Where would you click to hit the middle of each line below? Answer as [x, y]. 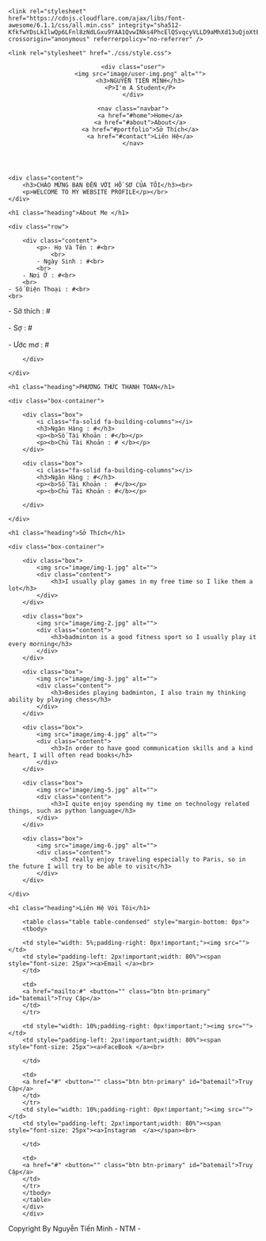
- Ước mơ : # [29, 345]
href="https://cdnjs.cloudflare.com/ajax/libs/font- [97, 18]
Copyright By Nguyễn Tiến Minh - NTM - [74, 1228]
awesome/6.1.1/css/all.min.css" [61, 25]
